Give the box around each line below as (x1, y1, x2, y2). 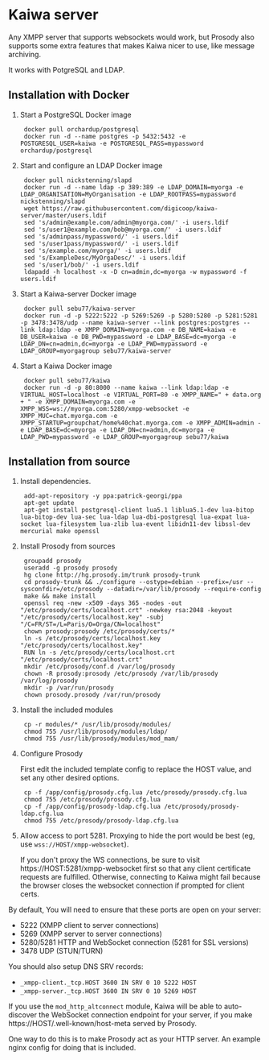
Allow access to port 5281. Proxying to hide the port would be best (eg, (19, 830, 255, 840)
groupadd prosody (23, 557, 82, 565)
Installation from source (8, 455, 131, 469)
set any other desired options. (19, 772, 120, 782)
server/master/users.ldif (19, 211, 107, 219)
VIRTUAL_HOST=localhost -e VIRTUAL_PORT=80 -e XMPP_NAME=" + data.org (19, 391, 262, 399)
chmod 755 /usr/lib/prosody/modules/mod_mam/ (23, 735, 179, 743)
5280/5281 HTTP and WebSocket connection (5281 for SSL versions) (19, 937, 249, 947)
